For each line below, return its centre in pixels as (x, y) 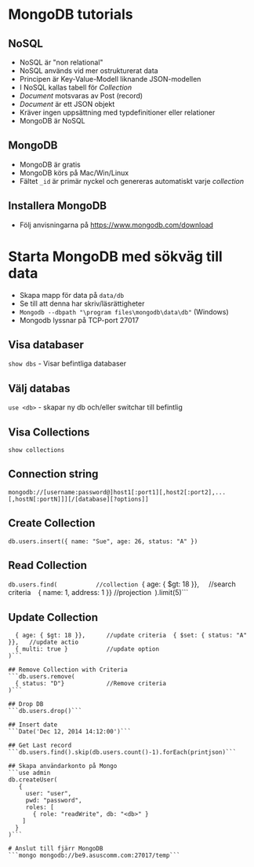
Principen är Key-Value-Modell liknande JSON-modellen (110, 79)
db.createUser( (33, 780)
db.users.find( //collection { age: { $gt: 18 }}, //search (122, 584)
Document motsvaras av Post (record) (81, 96)
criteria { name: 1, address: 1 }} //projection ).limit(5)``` (98, 593)
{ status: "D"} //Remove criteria (91, 684)
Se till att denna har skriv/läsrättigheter (82, 303)
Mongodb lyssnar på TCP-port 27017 (79, 320)
